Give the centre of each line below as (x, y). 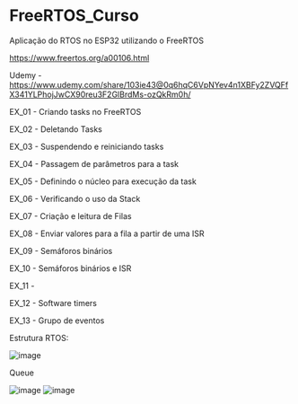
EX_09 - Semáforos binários (61, 250)
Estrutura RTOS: (39, 338)
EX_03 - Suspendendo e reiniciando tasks (87, 146)
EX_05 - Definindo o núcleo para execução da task (103, 181)
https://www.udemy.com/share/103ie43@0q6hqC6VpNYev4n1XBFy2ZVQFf (149, 84)
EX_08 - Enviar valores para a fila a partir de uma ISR (107, 233)
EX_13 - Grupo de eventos (57, 321)
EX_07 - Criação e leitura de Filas (70, 215)
